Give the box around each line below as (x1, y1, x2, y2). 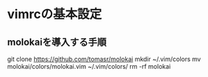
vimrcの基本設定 (7, 6, 102, 22)
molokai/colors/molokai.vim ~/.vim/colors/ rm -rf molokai (7, 62, 171, 70)
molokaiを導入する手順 (7, 36, 106, 48)
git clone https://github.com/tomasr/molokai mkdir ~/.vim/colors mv (7, 55, 201, 63)
